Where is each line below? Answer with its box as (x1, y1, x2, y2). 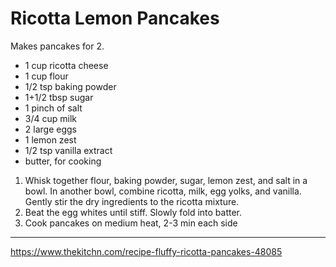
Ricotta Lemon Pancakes (10, 7, 220, 30)
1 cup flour (24, 70, 69, 82)
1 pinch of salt (24, 102, 83, 114)
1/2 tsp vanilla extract (24, 144, 113, 156)
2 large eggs (24, 123, 77, 135)
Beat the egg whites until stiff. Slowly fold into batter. (24, 206, 243, 218)
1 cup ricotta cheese (24, 59, 109, 71)
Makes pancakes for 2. (10, 40, 105, 52)
